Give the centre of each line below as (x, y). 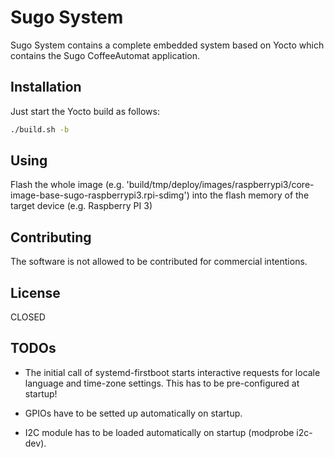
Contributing (51, 237)
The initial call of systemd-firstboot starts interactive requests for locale (172, 372)
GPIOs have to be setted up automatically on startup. (133, 413)
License (35, 292)
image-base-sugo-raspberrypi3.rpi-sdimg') (100, 195)
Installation (46, 87)
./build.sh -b (40, 129)
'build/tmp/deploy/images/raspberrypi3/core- (220, 185)
